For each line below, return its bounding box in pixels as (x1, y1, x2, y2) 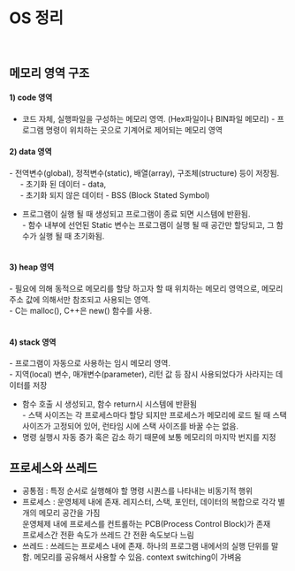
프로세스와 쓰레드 (9, 461, 98, 476)
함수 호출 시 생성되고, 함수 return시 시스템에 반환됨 (21, 399, 197, 409)
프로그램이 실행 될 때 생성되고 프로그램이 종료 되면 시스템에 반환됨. (21, 209, 251, 219)
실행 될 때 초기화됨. (38, 231, 105, 241)
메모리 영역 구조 (9, 65, 90, 80)
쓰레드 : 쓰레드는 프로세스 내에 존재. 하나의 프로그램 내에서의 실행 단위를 (21, 540, 269, 551)
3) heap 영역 (9, 262, 55, 272)
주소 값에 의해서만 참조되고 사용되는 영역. (9, 293, 151, 305)
